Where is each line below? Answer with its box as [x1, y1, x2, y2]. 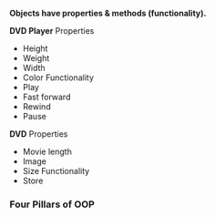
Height [22, 43, 48, 54]
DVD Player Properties [9, 26, 95, 36]
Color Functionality [22, 72, 94, 83]
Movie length [22, 146, 73, 157]
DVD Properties [9, 129, 68, 139]
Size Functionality [22, 166, 90, 176]
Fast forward [22, 91, 71, 102]
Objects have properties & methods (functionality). [9, 8, 207, 18]
